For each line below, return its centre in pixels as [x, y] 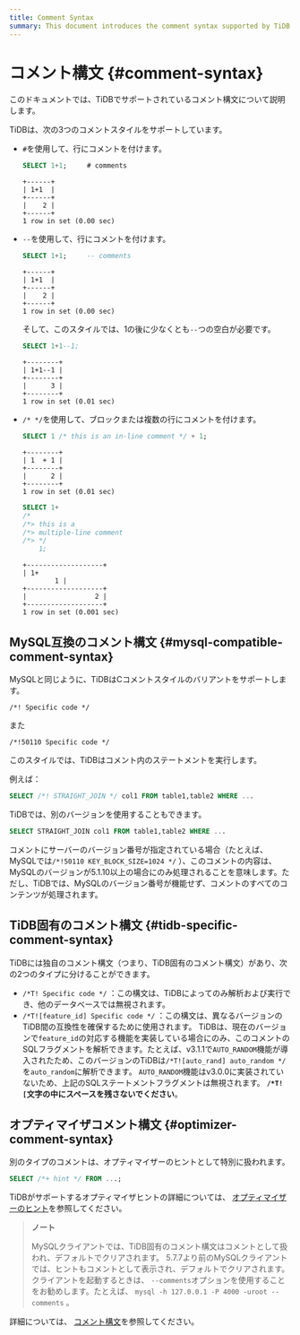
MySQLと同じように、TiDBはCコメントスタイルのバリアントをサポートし [144, 679]
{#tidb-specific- [191, 926]
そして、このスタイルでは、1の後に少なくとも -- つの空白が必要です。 [149, 329]
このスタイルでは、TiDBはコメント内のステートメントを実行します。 [136, 760]
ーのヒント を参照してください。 [68, 1209]
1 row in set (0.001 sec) [70, 612]
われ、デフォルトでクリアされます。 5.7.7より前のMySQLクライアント [159, 1258]
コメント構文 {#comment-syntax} [137, 73]
